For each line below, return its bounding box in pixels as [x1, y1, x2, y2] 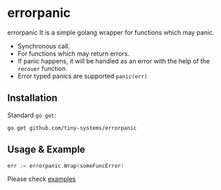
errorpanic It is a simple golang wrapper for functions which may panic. [7, 28, 215, 37]
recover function [17, 64, 66, 72]
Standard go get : [7, 110, 56, 119]
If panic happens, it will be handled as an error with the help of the [17, 56, 210, 65]
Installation [7, 92, 58, 104]
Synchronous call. [17, 42, 70, 50]
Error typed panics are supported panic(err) [17, 72, 148, 80]
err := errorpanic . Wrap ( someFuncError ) [7, 162, 125, 170]
